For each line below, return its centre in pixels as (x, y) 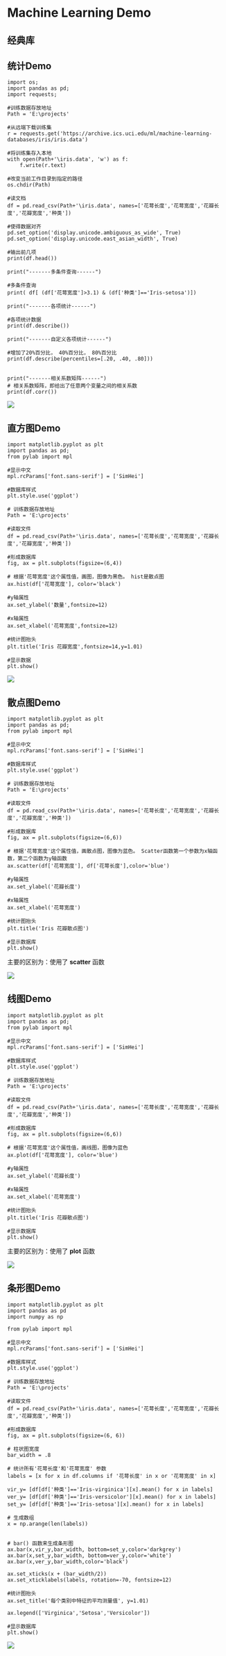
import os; (23, 82)
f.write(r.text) (43, 166)
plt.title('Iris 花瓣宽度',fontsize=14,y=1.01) (75, 647)
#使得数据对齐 (24, 227)
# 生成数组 (21, 1518)
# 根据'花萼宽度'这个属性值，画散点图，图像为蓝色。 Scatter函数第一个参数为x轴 (110, 851)
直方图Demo (34, 428)
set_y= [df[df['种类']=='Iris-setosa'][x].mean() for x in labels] (106, 1504)
